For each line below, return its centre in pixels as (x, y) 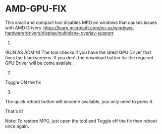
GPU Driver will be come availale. (39, 63)
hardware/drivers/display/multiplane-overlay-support (59, 33)
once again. (17, 126)
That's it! (14, 111)
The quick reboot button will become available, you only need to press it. (79, 101)
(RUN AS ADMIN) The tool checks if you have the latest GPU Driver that (78, 52)
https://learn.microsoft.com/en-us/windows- (89, 27)
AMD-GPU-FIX (36, 9)
